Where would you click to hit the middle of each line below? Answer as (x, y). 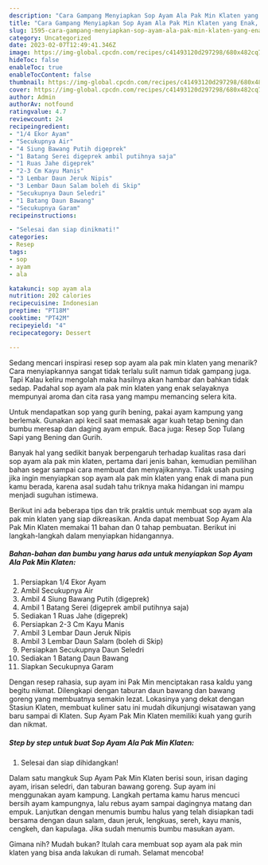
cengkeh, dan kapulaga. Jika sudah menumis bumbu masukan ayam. (122, 829)
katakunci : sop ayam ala (50, 288)
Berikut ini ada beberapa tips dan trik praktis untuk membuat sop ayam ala (131, 510)
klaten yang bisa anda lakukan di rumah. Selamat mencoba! (107, 853)
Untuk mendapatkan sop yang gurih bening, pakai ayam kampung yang (126, 411)
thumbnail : (27, 82)
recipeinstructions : (43, 216)
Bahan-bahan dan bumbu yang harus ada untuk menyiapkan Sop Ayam (131, 554)
